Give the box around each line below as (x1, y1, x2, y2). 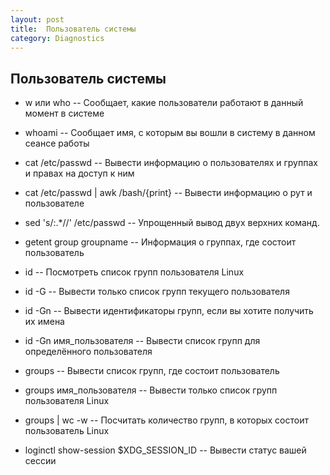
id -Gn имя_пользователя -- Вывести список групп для (24, 335, 261, 347)
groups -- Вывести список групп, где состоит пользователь (24, 365, 280, 377)
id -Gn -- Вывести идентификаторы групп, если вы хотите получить (24, 305, 314, 317)
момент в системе (24, 107, 105, 120)
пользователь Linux (24, 425, 110, 437)
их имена (24, 316, 65, 328)
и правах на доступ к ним (24, 167, 135, 180)
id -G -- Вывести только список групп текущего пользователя (24, 286, 290, 298)
